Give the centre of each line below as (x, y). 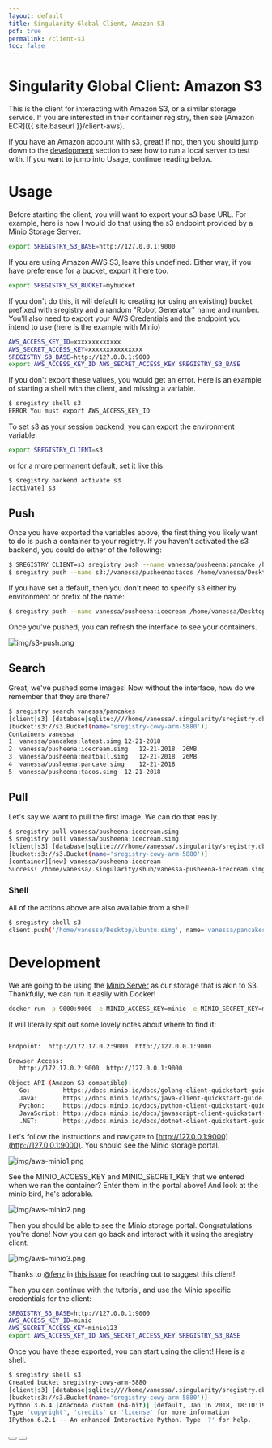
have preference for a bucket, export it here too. (89, 270)
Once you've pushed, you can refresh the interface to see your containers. (133, 627)
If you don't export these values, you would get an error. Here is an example (135, 380)
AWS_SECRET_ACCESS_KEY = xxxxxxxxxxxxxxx (76, 349)
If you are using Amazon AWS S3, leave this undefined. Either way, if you (130, 262)
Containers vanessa (41, 734)
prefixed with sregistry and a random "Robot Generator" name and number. (134, 309)
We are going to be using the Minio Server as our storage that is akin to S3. (134, 985)
